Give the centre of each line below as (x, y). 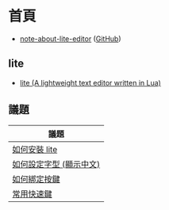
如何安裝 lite (35, 149)
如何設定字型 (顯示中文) (56, 164)
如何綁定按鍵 (36, 179)
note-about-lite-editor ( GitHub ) (70, 38)
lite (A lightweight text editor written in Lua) (90, 82)
